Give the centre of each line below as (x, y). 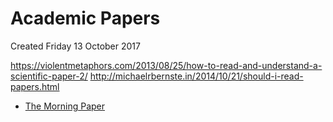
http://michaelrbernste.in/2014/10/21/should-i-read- (196, 76)
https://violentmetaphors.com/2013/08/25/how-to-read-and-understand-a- (166, 65)
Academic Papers (85, 18)
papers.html (35, 86)
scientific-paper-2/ (49, 76)
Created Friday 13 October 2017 (75, 46)
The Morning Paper (65, 106)
